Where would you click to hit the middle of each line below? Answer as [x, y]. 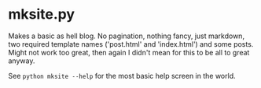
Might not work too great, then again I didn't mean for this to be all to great [129, 52]
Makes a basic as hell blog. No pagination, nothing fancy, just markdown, [127, 36]
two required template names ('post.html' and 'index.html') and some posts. [131, 44]
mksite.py [42, 14]
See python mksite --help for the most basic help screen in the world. [122, 76]
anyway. [22, 61]
